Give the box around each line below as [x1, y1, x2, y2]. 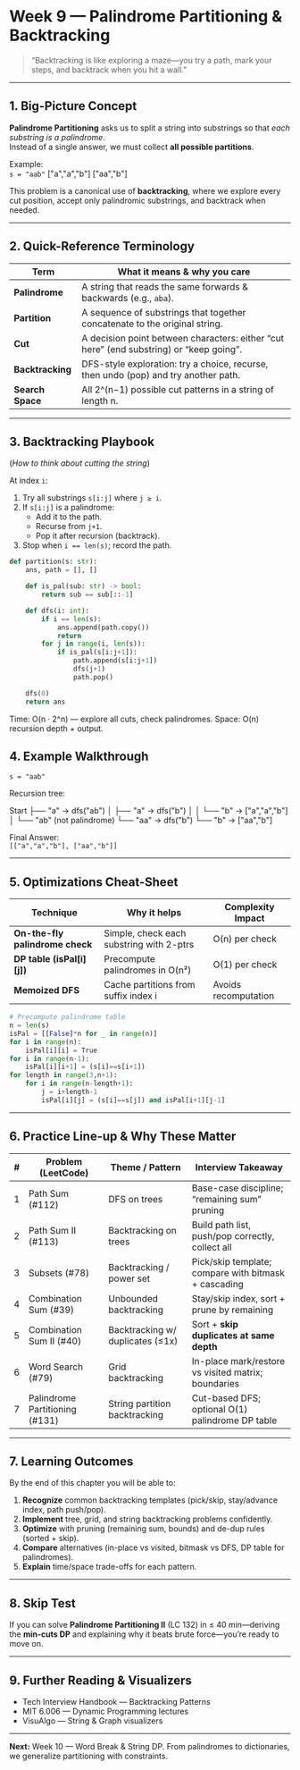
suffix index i [104, 990, 158, 1002]
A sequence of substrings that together [81, 306, 246, 318]
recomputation [212, 990, 275, 1002]
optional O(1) [191, 1403, 248, 1415]
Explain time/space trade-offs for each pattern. [21, 1562, 197, 1572]
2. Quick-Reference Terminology [9, 239, 195, 254]
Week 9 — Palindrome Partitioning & [9, 6, 283, 27]
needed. [9, 204, 40, 215]
